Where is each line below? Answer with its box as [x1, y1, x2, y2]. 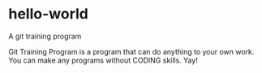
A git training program [8, 31, 82, 41]
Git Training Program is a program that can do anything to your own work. [8, 47, 255, 56]
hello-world [8, 5, 89, 23]
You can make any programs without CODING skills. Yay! [8, 55, 199, 65]
